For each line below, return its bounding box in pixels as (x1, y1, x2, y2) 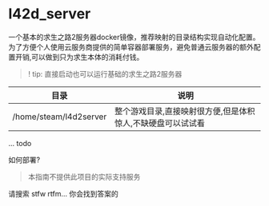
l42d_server (8, 5, 91, 23)
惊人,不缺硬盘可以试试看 (114, 117, 206, 129)
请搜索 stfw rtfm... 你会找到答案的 (8, 188, 118, 198)
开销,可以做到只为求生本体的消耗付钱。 (14, 52, 144, 61)
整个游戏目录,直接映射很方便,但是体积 (114, 105, 255, 117)
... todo (8, 138, 32, 148)
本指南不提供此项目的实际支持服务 (27, 172, 141, 181)
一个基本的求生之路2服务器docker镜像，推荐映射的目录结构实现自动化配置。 (8, 32, 260, 42)
